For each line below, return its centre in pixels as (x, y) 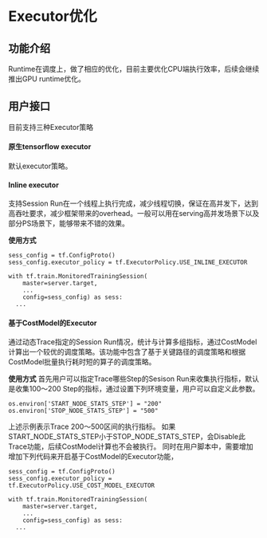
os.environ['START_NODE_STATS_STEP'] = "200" (85, 404)
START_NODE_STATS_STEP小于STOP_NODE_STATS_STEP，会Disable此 (127, 437)
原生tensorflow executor (50, 147)
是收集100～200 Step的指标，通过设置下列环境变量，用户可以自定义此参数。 (134, 389)
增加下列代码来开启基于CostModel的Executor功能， (93, 457)
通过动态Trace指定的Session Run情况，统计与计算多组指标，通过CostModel (133, 342)
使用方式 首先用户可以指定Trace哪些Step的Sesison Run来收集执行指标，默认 (134, 379)
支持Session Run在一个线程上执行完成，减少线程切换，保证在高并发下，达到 (133, 203)
